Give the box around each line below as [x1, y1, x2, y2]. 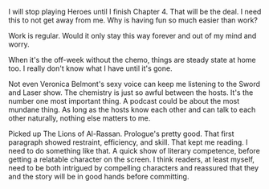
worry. [8, 39, 30, 49]
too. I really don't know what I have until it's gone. [8, 64, 173, 73]
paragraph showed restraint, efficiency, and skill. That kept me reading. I [8, 138, 248, 147]
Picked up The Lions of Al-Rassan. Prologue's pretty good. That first [8, 129, 234, 138]
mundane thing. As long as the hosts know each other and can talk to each [8, 105, 256, 114]
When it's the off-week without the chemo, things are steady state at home [8, 55, 257, 64]
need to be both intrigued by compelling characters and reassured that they [8, 163, 259, 172]
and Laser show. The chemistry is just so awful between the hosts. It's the [8, 88, 254, 97]
